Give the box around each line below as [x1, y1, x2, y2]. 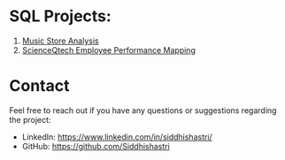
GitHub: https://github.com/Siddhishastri [21, 141, 170, 151]
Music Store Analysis [21, 35, 99, 46]
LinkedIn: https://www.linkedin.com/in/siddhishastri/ [21, 131, 212, 142]
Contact [9, 76, 70, 96]
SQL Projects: [9, 6, 112, 27]
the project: [9, 114, 51, 125]
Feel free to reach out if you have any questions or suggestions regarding [9, 104, 277, 116]
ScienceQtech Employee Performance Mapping [21, 44, 196, 55]
